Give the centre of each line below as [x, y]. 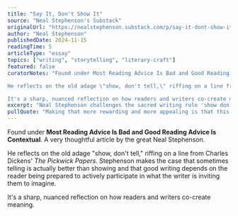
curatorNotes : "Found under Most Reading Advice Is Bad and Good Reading [119, 73]
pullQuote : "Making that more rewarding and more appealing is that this [119, 112]
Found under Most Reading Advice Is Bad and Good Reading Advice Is [112, 132]
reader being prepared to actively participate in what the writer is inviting [114, 176]
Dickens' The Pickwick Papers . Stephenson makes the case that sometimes [118, 161]
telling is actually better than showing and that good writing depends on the [118, 168]
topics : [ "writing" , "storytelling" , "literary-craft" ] [91, 60]
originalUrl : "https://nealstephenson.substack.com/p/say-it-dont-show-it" [121, 27]
